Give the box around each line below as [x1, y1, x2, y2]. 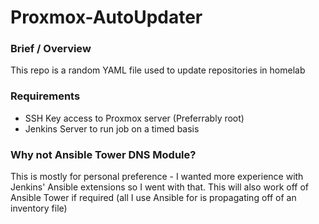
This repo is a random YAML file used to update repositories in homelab [10, 64, 306, 76]
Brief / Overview [10, 42, 92, 56]
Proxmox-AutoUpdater [10, 6, 203, 29]
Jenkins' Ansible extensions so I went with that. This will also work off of [10, 181, 309, 193]
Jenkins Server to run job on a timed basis [24, 122, 200, 135]
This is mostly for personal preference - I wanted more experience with [10, 171, 304, 183]
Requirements [10, 89, 81, 103]
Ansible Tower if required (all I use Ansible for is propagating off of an [10, 192, 297, 204]
